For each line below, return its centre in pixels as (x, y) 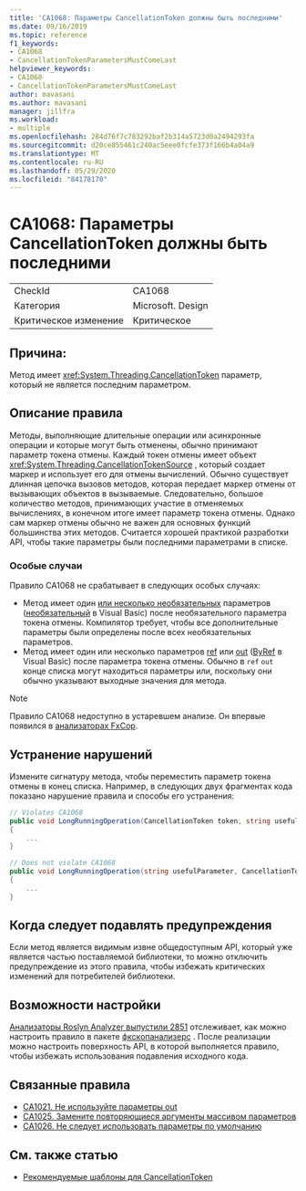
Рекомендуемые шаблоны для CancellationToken (117, 1176)
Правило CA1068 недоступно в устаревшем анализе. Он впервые (138, 716)
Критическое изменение (69, 320)
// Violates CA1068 (46, 812)
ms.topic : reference (49, 35)
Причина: (38, 353)
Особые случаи (46, 565)
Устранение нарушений (81, 754)
